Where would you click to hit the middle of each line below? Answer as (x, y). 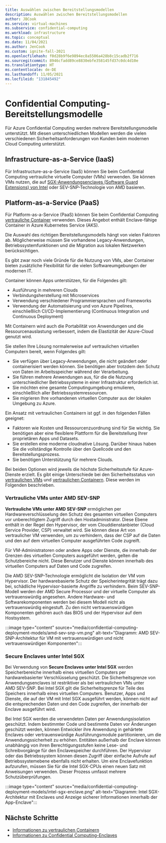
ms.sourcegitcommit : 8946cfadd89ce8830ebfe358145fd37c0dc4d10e (72, 61)
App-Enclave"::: (21, 802)
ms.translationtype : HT (30, 65)
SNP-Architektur (22, 638)
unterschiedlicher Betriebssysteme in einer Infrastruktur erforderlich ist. (85, 383)
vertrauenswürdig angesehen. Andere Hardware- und (60, 597)
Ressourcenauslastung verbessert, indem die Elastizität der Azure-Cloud (79, 331)
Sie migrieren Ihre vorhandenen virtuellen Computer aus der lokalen (82, 398)
